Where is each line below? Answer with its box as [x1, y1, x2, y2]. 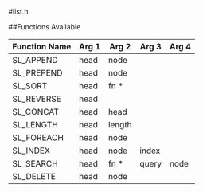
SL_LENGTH [12, 120, 58, 130]
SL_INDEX [12, 145, 50, 156]
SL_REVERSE [12, 93, 61, 104]
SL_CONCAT [12, 107, 60, 117]
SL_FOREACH [12, 132, 64, 143]
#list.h [8, 7, 29, 16]
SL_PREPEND [12, 68, 63, 78]
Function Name [12, 41, 72, 52]
